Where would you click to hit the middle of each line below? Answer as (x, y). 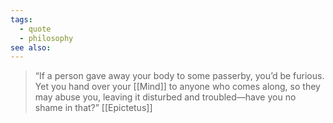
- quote (35, 29)
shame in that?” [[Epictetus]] (93, 108)
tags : (21, 19)
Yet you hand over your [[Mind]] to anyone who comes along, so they (177, 87)
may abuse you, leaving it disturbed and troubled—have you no (165, 97)
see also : (31, 47)
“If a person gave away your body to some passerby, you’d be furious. (179, 76)
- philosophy (46, 38)
